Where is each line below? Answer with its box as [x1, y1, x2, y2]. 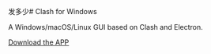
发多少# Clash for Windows [8, 7, 97, 16]
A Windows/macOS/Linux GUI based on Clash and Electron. [8, 23, 203, 31]
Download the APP [8, 38, 70, 47]
